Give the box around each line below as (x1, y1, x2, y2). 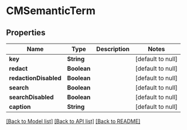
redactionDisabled (9, 74, 62, 82)
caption (9, 103, 31, 111)
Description (96, 45, 130, 53)
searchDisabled (9, 93, 54, 101)
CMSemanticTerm (6, 4, 96, 18)
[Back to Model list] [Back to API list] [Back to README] (6, 118, 141, 125)
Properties (6, 28, 46, 38)
